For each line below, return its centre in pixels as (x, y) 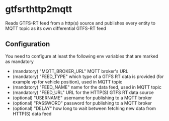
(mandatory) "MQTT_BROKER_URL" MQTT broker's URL (70, 71)
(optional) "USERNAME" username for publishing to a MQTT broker (82, 97)
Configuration (28, 44)
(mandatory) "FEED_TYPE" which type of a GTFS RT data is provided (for (88, 76)
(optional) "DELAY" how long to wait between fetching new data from (84, 108)
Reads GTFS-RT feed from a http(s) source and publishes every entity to (80, 23)
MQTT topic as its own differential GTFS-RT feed (56, 28)
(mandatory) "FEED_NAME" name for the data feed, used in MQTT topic (87, 87)
